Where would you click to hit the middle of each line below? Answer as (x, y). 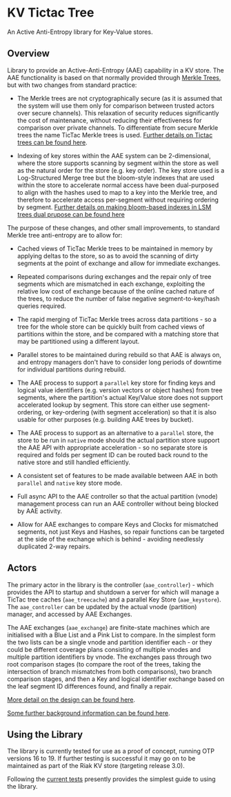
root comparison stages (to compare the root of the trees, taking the (104, 664)
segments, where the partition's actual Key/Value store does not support (120, 397)
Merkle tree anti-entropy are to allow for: (65, 235)
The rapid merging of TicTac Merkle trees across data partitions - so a (117, 319)
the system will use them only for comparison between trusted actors (116, 106)
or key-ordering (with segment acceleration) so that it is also (131, 412)
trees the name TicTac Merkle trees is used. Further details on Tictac (115, 135)
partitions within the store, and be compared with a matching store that (118, 334)
